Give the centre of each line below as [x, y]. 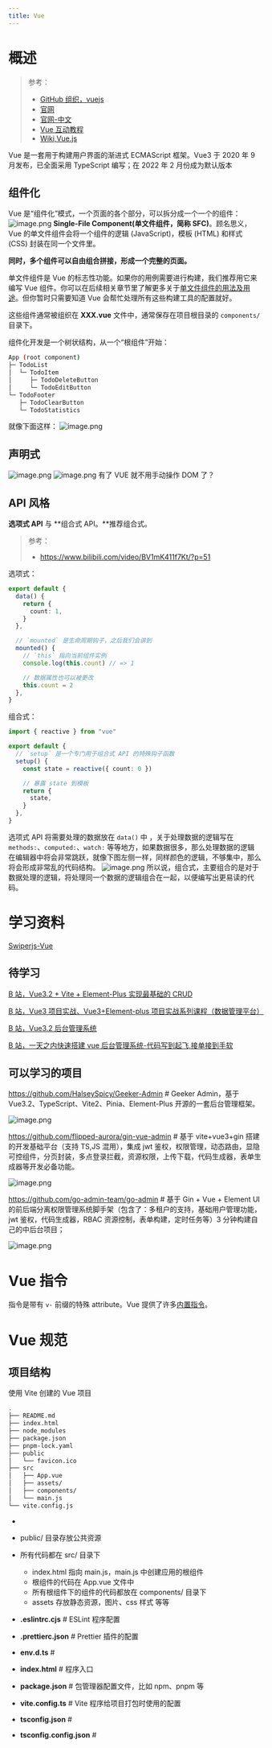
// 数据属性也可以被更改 [58, 678]
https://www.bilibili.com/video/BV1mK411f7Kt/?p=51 [125, 557]
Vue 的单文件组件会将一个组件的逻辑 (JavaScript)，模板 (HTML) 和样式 [126, 233]
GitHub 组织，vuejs [72, 99]
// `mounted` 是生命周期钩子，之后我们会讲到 [84, 641]
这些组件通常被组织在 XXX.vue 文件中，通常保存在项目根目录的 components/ [134, 315]
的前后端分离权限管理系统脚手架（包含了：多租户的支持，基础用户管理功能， [135, 1210]
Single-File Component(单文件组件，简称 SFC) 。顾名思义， [152, 224]
